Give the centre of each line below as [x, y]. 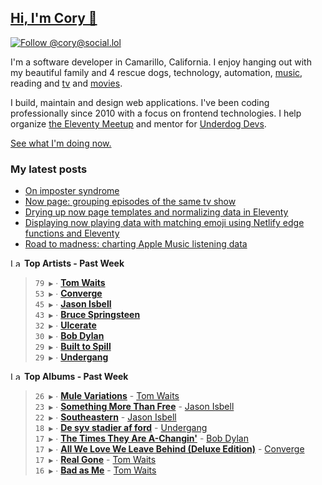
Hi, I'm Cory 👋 [54, 18]
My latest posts [49, 169]
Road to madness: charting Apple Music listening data [136, 244]
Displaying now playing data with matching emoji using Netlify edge [164, 223]
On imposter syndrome [72, 191]
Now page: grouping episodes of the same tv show [130, 202]
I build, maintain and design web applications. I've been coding [140, 102]
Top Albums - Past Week [76, 377]
